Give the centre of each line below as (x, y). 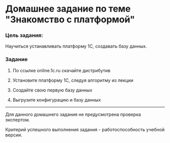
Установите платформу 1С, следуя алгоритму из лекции (73, 80)
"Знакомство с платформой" (70, 19)
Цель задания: (24, 35)
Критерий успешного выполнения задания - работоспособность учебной (85, 129)
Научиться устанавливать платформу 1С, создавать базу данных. (76, 46)
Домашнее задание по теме (68, 9)
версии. (14, 135)
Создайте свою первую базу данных (52, 90)
